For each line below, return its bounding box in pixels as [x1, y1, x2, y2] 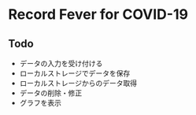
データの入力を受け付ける [19, 59, 103, 68]
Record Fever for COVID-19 [8, 6, 189, 24]
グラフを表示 [19, 98, 61, 107]
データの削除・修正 [19, 88, 83, 98]
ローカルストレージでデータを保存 [19, 69, 131, 78]
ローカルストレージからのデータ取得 [19, 79, 138, 87]
